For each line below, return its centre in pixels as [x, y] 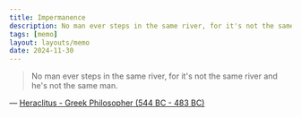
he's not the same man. [74, 86]
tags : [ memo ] [34, 34]
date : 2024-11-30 [42, 51]
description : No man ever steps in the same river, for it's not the [142, 26]
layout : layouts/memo [50, 42]
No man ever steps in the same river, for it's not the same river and [154, 76]
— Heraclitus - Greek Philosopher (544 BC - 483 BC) [107, 103]
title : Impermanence [48, 17]
